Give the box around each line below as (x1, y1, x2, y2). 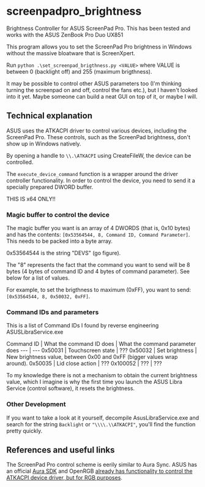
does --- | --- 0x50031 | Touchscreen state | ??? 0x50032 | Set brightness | (6, 347, 197, 354)
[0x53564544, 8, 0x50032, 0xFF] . (6, 293, 91, 300)
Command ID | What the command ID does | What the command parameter (6, 340, 196, 348)
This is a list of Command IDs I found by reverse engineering (6, 322, 159, 329)
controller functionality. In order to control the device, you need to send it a (6, 177, 196, 184)
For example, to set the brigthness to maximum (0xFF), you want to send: (6, 286, 192, 294)
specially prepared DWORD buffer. (6, 183, 94, 191)
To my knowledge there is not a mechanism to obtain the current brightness (6, 372, 198, 379)
